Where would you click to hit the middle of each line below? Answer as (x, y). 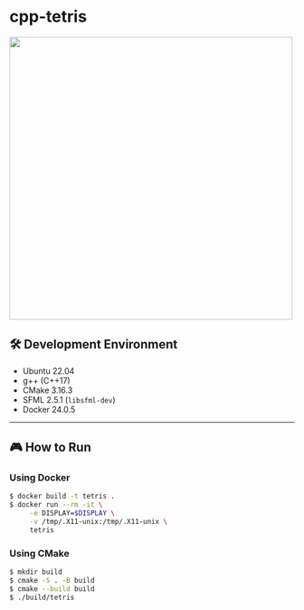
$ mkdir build (36, 572)
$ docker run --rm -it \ (56, 505)
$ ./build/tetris (42, 597)
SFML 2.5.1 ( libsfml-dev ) (69, 399)
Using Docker (40, 478)
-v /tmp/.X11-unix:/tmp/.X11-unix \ (99, 522)
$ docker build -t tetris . (62, 496)
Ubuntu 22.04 (48, 371)
